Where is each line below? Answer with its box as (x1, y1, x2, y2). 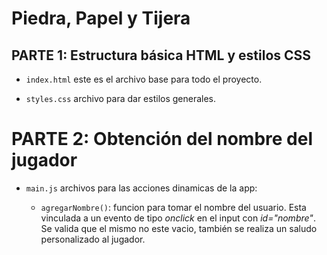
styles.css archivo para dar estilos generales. (25, 93, 217, 104)
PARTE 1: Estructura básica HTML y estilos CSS (11, 47, 312, 64)
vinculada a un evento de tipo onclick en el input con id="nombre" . (40, 212, 316, 224)
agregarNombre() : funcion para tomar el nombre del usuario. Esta (40, 201, 307, 213)
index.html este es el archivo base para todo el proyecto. (25, 73, 263, 85)
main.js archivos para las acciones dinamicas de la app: (25, 182, 258, 194)
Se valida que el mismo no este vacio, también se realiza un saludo (40, 222, 318, 234)
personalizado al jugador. (40, 233, 146, 245)
